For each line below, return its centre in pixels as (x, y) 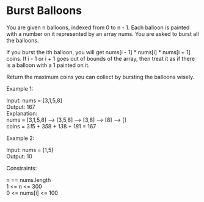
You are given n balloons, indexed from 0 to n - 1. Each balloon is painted (98, 27)
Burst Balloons (44, 11)
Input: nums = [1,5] (30, 150)
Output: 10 (19, 156)
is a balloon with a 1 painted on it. (48, 65)
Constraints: (22, 168)
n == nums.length (29, 179)
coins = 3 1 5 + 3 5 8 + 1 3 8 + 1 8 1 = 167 (51, 126)
